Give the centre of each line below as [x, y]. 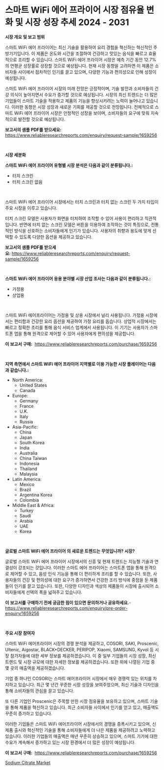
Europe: [20, 396]
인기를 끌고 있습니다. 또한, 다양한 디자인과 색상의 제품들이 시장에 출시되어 [84, 586]
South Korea [32, 442]
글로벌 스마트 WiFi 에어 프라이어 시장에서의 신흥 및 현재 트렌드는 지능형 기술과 [79, 561]
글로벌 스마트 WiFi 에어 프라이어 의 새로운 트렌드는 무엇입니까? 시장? [70, 551]
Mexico [27, 484]
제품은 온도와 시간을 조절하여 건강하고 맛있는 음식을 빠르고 [92, 53]
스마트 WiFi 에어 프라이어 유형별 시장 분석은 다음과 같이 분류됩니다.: [69, 165]
